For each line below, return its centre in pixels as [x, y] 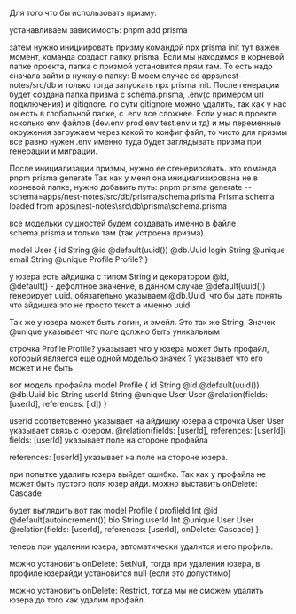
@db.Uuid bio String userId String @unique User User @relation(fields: [139, 394]
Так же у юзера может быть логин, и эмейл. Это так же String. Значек [142, 322]
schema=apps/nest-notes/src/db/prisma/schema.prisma [113, 196]
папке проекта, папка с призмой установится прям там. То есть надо [141, 66]
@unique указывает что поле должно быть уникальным [114, 331]
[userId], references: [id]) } [58, 404]
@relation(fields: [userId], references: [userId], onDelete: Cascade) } [134, 529]
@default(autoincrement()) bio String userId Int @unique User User [132, 520]
